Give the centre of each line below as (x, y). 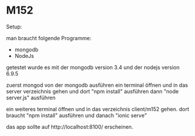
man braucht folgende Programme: (49, 38)
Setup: (14, 27)
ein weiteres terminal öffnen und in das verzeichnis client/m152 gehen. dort (97, 109)
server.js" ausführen (31, 98)
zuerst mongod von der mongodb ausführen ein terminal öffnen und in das (97, 85)
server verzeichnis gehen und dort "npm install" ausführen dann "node (92, 91)
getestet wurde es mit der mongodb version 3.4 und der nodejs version (93, 67)
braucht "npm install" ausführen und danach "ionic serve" (77, 115)
